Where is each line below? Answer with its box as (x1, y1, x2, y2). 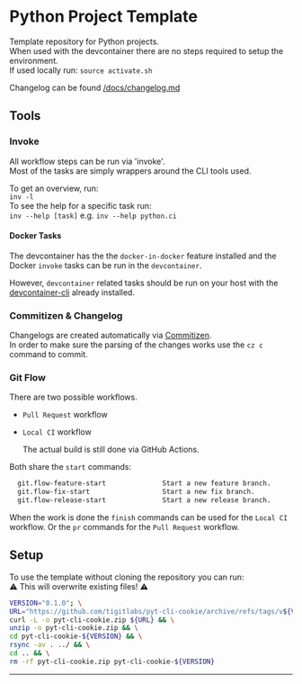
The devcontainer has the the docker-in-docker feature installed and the (9, 250, 277, 261)
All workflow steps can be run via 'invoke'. (9, 156, 165, 166)
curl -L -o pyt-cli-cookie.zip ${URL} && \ (9, 615, 175, 625)
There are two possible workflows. (9, 391, 138, 402)
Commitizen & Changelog (9, 309, 123, 321)
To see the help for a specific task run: (9, 200, 152, 211)
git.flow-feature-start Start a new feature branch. (17, 479, 271, 488)
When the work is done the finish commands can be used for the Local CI (9, 512, 288, 523)
